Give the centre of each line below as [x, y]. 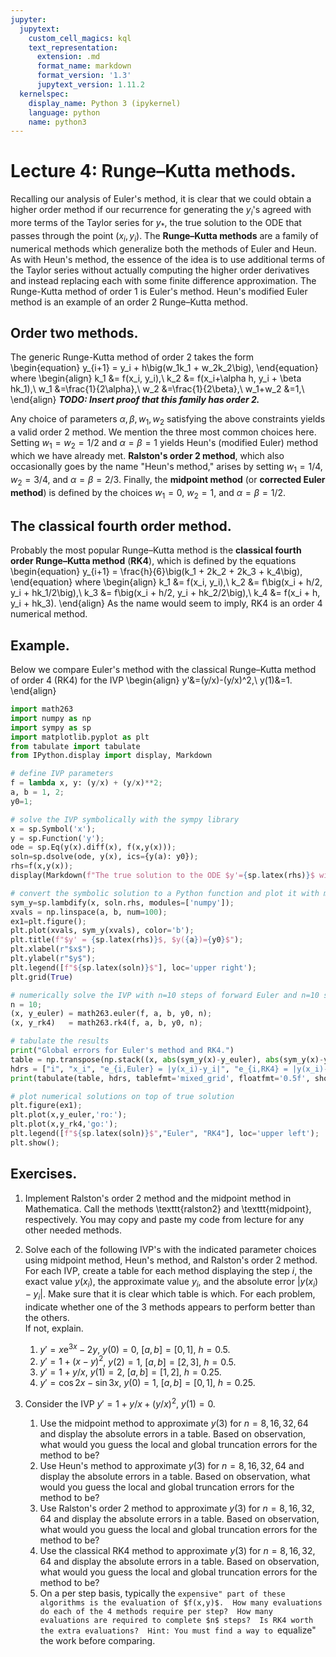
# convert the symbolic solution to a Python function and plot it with [165, 893]
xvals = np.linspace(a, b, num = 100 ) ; [89, 912]
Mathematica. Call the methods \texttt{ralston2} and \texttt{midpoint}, [168, 1208]
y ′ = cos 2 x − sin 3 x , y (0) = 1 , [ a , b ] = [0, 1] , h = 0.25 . [147, 1383]
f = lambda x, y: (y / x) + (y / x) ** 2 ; [86, 783]
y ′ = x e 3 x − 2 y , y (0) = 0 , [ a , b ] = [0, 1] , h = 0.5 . [135, 1348]
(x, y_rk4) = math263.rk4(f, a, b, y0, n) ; [106, 1023]
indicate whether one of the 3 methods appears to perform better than [170, 1307]
